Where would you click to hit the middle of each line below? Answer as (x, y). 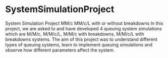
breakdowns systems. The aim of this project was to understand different (81, 39)
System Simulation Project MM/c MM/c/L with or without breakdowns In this (84, 23)
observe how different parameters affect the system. (60, 50)
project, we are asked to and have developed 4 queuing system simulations (84, 28)
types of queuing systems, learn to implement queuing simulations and (79, 44)
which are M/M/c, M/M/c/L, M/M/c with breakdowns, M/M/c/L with (75, 34)
